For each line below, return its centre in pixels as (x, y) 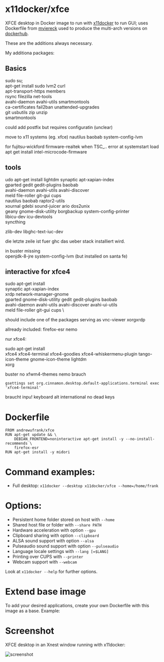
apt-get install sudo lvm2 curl (35, 86)
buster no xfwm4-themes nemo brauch (46, 374)
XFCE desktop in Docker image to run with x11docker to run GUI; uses (77, 23)
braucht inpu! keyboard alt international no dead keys (60, 397)
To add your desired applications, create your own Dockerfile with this (77, 606)
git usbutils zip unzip (26, 112)
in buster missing (23, 251)
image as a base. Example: (33, 611)
